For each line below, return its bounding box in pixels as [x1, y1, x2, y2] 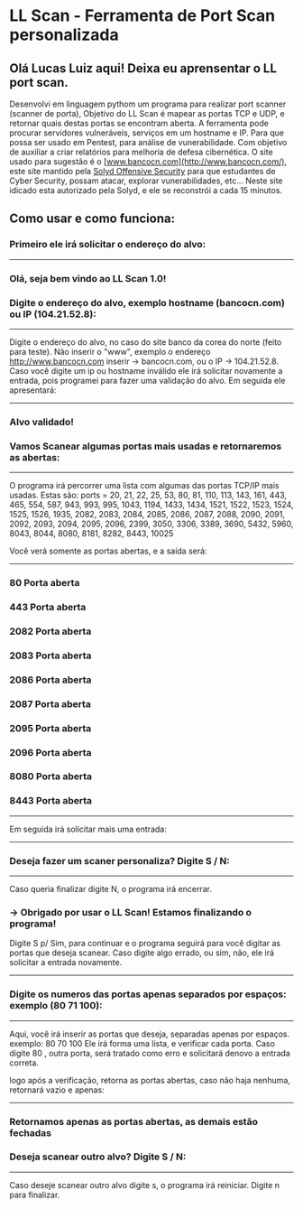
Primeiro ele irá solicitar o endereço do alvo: [9, 238, 207, 251]
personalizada [9, 24, 119, 45]
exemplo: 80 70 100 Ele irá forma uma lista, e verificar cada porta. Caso [9, 1037, 275, 1048]
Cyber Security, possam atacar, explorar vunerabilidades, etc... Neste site [9, 175, 283, 186]
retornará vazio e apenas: [9, 1084, 106, 1095]
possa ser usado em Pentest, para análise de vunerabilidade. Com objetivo [9, 137, 288, 147]
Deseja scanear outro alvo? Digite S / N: [9, 1150, 187, 1163]
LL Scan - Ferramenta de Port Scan [9, 5, 276, 26]
